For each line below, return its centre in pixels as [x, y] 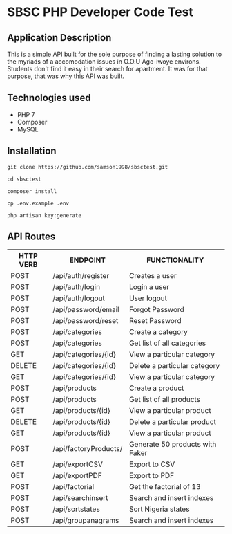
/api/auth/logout [79, 298]
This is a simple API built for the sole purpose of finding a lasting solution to [115, 54]
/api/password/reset [86, 321]
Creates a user [153, 276]
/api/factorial [74, 487]
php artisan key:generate [44, 215]
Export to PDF [152, 476]
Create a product [156, 388]
